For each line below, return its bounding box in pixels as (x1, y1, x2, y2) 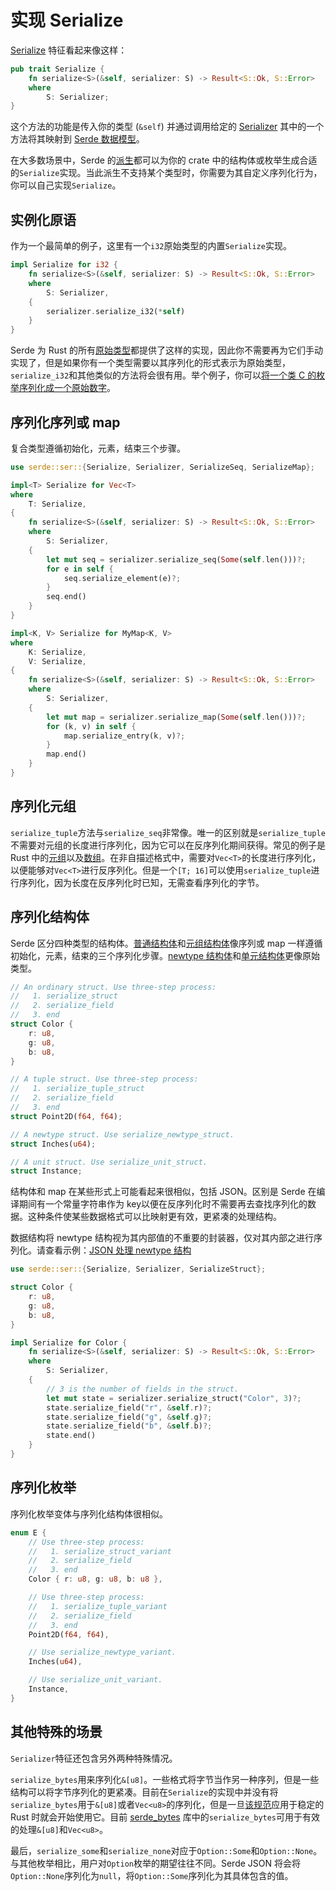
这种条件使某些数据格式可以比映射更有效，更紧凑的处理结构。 (27, 1211, 282, 1223)
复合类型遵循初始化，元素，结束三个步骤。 (10, 442, 186, 454)
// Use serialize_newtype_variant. (28, 1647, 177, 1658)
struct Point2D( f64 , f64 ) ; (10, 1111, 123, 1121)
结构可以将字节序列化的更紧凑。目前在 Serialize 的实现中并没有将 (10, 1786, 279, 1798)
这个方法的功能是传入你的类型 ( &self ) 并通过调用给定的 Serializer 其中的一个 (10, 121, 325, 133)
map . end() (46, 749, 87, 760)
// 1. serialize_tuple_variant (28, 1601, 168, 1611)
